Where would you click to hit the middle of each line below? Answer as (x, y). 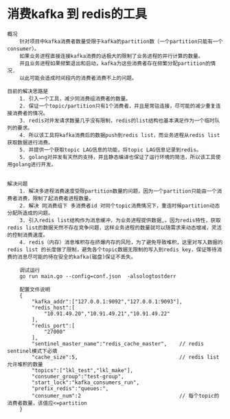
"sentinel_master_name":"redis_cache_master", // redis (118, 344)
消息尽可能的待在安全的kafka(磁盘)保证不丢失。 (76, 257)
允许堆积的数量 (25, 364)
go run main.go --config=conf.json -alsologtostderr (98, 276)
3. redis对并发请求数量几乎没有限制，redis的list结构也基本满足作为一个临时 (117, 120)
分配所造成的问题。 (30, 213)
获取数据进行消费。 (30, 142)
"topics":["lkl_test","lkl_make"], (83, 370)
